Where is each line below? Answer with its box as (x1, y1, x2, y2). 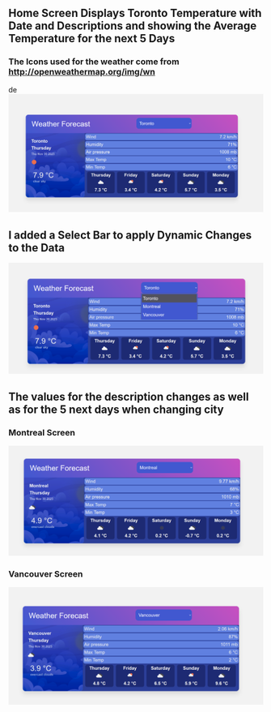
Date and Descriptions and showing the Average (8, 19, 257, 33)
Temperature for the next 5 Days (8, 32, 176, 45)
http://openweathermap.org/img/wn (8, 66, 155, 78)
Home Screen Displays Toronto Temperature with (8, 6, 262, 20)
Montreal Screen (8, 427, 75, 438)
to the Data (8, 241, 65, 255)
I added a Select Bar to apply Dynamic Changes (8, 228, 252, 242)
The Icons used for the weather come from (8, 56, 180, 67)
